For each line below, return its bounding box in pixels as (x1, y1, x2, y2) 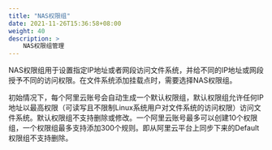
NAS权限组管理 (23, 42, 65, 50)
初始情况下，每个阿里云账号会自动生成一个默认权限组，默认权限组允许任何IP (8, 92, 264, 102)
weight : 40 (8, 27, 45, 35)
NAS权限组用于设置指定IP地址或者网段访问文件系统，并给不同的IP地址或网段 (8, 66, 264, 75)
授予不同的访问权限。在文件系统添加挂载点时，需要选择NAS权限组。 (8, 75, 237, 85)
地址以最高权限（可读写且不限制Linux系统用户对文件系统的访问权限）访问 (8, 103, 254, 113)
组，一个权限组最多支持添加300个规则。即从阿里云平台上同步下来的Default (8, 123, 260, 133)
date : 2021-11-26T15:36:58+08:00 (8, 19, 122, 28)
